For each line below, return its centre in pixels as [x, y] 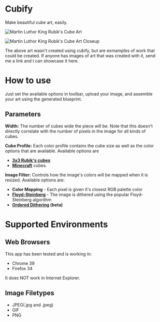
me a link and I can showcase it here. [42, 61]
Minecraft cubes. [29, 165]
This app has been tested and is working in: [48, 254]
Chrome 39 [23, 263]
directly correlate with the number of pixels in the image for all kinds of [75, 131]
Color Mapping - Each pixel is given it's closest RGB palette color [77, 189]
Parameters [23, 114]
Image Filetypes [30, 293]
